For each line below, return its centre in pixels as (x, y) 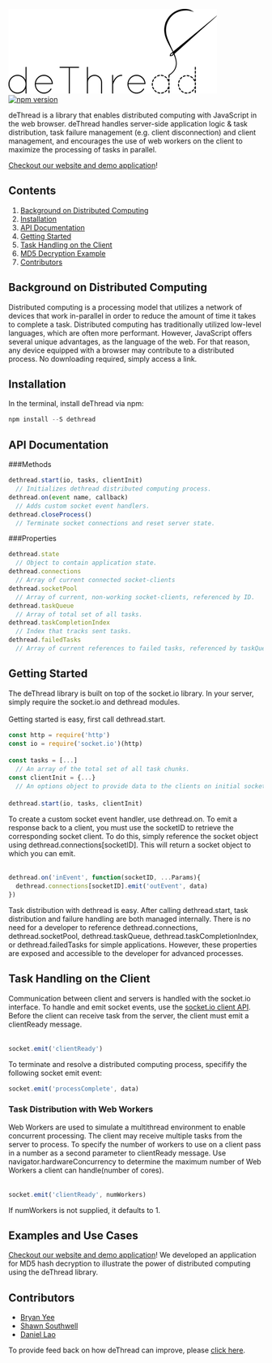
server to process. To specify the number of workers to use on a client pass (135, 1144)
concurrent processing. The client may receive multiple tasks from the (125, 1135)
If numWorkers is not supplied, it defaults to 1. (84, 1210)
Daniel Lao (38, 1335)
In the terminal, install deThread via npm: (76, 404)
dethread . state (34, 555)
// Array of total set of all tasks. (79, 614)
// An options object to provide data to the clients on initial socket (141, 786)
